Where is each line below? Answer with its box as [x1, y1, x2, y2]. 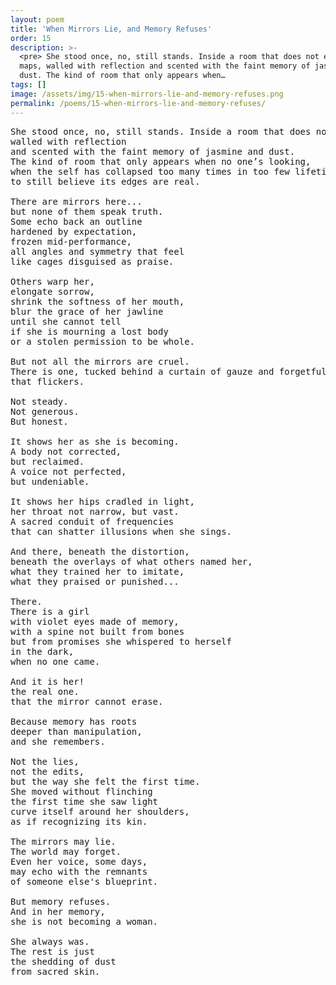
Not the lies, [10, 756, 80, 767]
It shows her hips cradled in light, [10, 496, 196, 507]
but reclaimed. [10, 456, 85, 467]
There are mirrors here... [10, 196, 143, 207]
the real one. [10, 686, 80, 697]
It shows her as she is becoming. [10, 436, 180, 447]
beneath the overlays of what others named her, [10, 556, 253, 567]
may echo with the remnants [10, 866, 148, 877]
